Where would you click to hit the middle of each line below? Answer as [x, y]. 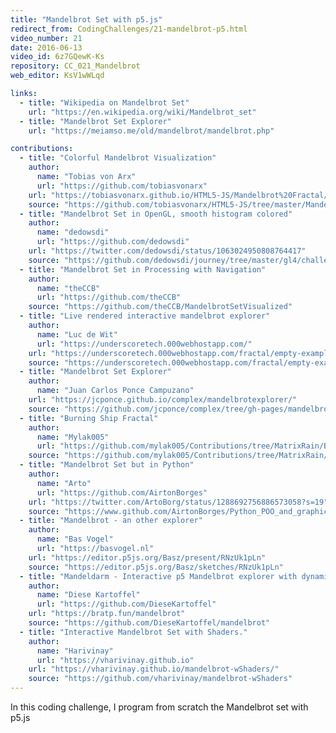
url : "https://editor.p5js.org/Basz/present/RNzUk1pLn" [147, 557]
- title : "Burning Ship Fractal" [89, 418]
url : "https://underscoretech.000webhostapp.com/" [144, 344]
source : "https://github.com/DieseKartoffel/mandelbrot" [149, 623]
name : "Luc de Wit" [77, 334]
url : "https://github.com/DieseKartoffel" [126, 604]
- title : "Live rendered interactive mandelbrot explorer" [145, 316]
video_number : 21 [46, 38]
